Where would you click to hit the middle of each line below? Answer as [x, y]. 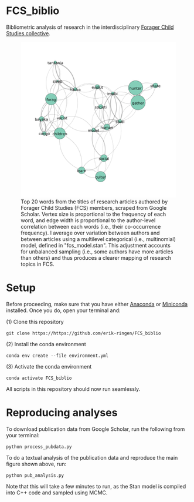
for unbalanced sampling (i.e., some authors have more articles [97, 252]
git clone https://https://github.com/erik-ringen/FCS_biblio [84, 333]
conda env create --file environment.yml [57, 356]
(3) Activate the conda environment [49, 366]
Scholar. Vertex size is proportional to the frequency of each [93, 214]
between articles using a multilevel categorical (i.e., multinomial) [98, 239]
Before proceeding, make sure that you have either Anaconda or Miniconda [97, 304]
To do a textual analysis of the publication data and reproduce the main [92, 457]
